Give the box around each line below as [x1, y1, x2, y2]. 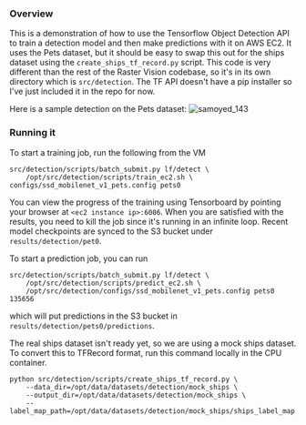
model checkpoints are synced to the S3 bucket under [9, 226, 214, 237]
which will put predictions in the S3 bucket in [9, 310, 178, 321]
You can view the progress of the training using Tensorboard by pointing [9, 197, 281, 207]
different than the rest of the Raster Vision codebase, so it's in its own [9, 66, 271, 77]
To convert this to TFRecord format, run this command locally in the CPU [9, 347, 282, 358]
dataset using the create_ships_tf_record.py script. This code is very [9, 57, 271, 68]
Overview [9, 7, 54, 20]
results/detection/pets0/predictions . [9, 319, 155, 330]
